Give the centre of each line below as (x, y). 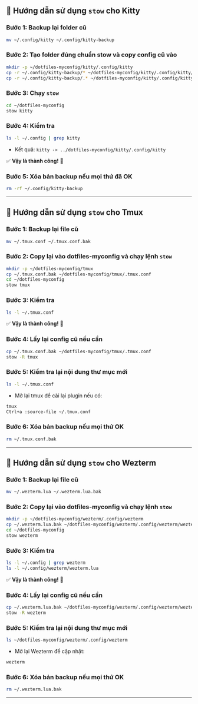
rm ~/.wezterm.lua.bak (34, 689)
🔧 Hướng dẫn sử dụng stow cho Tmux (75, 212)
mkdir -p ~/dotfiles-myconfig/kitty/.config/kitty (70, 67)
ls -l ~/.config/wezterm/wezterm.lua (52, 569)
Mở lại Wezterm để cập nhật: (49, 652)
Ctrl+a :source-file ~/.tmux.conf (49, 412)
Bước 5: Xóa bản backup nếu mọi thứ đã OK (69, 176)
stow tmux (18, 285)
